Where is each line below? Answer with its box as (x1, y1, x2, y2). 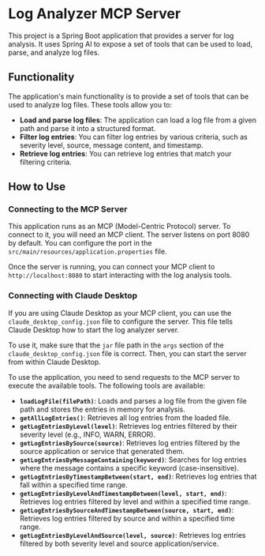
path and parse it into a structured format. (19, 123, 156, 133)
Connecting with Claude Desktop (8, 290, 138, 301)
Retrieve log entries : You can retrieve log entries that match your (19, 148, 232, 158)
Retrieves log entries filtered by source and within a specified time (19, 513, 235, 523)
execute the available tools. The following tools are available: (8, 381, 206, 390)
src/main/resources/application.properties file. (8, 246, 167, 257)
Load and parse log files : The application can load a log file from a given (19, 115, 257, 125)
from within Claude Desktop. (8, 357, 101, 366)
